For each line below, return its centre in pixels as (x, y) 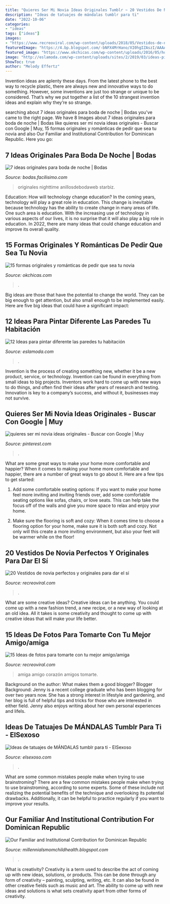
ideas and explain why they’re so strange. (49, 102)
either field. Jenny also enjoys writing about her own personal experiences (83, 706)
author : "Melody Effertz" (32, 66)
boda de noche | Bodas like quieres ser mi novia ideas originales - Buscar (82, 123)
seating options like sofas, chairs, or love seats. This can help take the (86, 500)
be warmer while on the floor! (43, 537)
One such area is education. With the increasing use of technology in (77, 213)
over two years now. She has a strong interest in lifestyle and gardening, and (85, 695)
